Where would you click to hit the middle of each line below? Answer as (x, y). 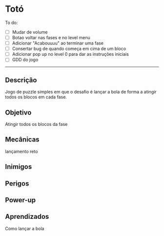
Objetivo (18, 112)
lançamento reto (21, 151)
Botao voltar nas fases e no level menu (51, 37)
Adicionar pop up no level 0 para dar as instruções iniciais (71, 54)
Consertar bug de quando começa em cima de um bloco (69, 49)
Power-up (20, 200)
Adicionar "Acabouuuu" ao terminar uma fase (58, 43)
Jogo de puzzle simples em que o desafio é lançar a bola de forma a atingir (81, 92)
